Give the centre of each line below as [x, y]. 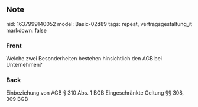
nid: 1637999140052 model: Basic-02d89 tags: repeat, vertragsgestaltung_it [99, 24]
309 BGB [17, 99]
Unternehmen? [24, 65]
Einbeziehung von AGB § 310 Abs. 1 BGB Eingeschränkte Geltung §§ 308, [95, 93]
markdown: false [27, 30]
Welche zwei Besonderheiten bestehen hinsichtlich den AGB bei [84, 59]
